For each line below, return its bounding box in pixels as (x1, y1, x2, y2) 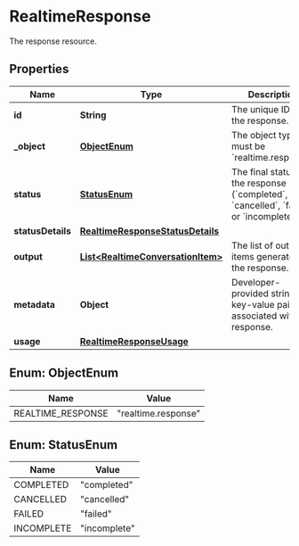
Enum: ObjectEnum (9, 366, 118, 381)
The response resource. (9, 36, 98, 46)
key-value (230, 298, 275, 310)
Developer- (230, 276, 281, 288)
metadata (13, 298, 55, 310)
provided (230, 287, 270, 300)
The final (230, 165, 269, 178)
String (79, 109, 107, 121)
